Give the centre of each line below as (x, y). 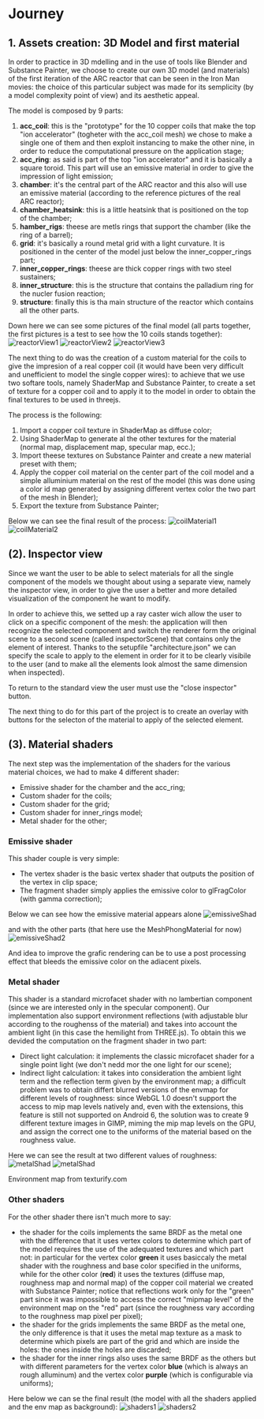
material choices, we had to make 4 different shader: (94, 772)
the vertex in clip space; (59, 882)
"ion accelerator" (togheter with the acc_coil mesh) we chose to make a (136, 134)
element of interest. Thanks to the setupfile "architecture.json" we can (122, 647)
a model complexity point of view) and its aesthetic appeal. (104, 95)
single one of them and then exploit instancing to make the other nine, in (137, 142)
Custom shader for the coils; (66, 796)
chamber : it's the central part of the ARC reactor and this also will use (133, 185)
